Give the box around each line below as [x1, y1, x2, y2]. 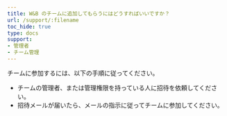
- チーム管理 [7, 49, 40, 56]
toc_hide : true [7, 23, 51, 30]
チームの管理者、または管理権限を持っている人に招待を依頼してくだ [17, 83, 212, 92]
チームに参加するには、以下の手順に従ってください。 [7, 69, 159, 77]
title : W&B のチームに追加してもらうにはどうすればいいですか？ [7, 10, 170, 17]
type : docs [7, 29, 39, 37]
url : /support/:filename [7, 17, 79, 24]
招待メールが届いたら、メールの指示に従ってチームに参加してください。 [17, 101, 224, 109]
